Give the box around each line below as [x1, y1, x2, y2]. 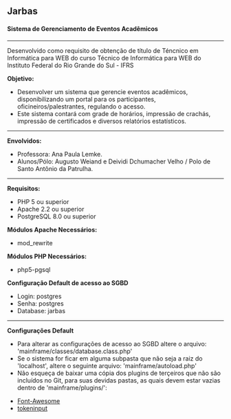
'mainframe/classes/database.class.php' [16, 347, 133, 355]
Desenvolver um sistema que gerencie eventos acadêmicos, [16, 87, 188, 95]
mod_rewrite [16, 238, 53, 247]
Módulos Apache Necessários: [7, 225, 98, 234]
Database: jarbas [16, 306, 66, 315]
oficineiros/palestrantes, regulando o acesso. [16, 102, 146, 111]
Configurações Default [7, 326, 74, 335]
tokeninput [16, 404, 48, 412]
